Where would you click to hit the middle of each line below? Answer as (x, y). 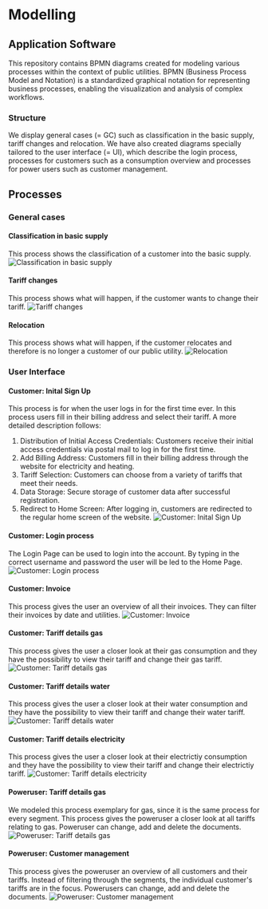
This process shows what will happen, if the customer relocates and (120, 343)
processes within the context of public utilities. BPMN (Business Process (128, 72)
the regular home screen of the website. (86, 517)
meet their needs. (49, 484)
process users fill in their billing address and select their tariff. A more (122, 417)
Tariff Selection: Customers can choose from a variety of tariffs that (131, 475)
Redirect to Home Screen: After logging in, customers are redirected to (136, 509)
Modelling (42, 15)
